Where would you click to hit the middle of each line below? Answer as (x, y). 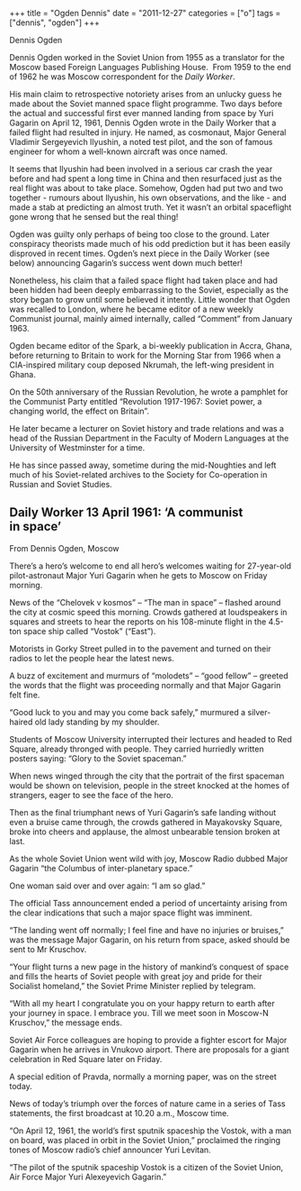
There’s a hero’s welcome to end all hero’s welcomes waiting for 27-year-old (150, 566)
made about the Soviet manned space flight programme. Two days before (146, 104)
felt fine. (25, 695)
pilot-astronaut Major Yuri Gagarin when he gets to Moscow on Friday (138, 575)
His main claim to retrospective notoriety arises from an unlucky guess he (146, 94)
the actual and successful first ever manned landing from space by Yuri (142, 113)
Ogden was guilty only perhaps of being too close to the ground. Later (139, 234)
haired (21, 722)
